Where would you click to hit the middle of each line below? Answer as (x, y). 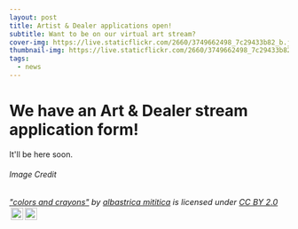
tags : (19, 59)
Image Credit (33, 175)
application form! (74, 130)
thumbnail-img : (37, 51)
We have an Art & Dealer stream (129, 111)
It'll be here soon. (41, 154)
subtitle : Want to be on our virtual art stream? (103, 34)
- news (29, 67)
